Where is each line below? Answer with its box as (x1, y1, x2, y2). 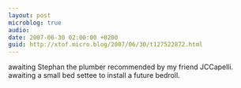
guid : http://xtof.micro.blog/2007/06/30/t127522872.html (8, 41, 203, 49)
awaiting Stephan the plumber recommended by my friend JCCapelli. (8, 62, 234, 71)
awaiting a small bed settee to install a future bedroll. (8, 71, 180, 80)
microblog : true (8, 19, 62, 27)
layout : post (8, 11, 51, 20)
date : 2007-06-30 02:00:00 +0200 (8, 33, 119, 42)
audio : (8, 26, 30, 34)
